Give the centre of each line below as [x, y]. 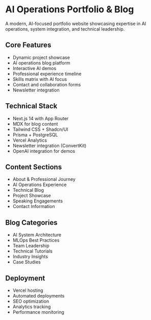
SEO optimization [31, 301]
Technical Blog [28, 190]
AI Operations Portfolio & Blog [70, 9]
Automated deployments [39, 296]
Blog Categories [31, 223]
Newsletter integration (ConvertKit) [49, 145]
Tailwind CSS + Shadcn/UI [40, 129]
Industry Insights [30, 257]
